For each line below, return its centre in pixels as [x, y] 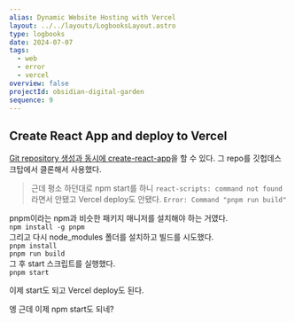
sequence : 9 [31, 100]
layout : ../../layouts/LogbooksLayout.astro [93, 26]
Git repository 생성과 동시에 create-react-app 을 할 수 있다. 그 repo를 [130, 158]
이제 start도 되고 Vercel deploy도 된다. [77, 290]
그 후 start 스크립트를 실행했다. [62, 264]
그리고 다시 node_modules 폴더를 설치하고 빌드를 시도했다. [112, 237]
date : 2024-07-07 [41, 42]
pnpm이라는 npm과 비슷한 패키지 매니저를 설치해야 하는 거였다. [119, 218]
